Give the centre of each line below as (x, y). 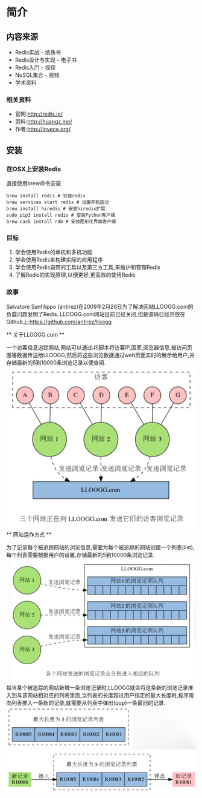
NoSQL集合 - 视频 (37, 75)
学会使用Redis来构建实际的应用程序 (59, 260)
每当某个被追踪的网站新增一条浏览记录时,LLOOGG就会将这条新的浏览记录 (97, 688)
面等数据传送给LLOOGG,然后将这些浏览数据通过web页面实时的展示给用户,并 (100, 355)
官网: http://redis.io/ (39, 114)
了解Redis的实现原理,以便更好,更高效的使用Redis (75, 275)
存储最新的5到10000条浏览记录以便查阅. (56, 362)
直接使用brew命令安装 (34, 183)
